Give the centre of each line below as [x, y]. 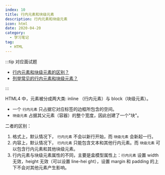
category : [15, 33]
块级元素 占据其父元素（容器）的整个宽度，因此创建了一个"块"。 [77, 115]
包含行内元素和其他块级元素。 [47, 149]
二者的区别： [18, 126]
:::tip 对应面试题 [21, 61]
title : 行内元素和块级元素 [30, 14]
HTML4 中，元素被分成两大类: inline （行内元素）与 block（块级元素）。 [78, 98]
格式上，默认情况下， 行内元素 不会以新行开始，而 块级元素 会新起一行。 [84, 136]
